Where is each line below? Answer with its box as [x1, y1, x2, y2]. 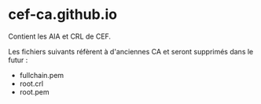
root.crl [19, 79, 44, 88]
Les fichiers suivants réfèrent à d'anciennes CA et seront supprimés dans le [8, 46, 254, 56]
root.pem [19, 87, 50, 96]
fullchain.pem [19, 70, 64, 80]
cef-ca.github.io [8, 6, 118, 24]
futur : [8, 55, 28, 65]
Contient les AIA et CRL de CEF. [8, 32, 112, 41]
